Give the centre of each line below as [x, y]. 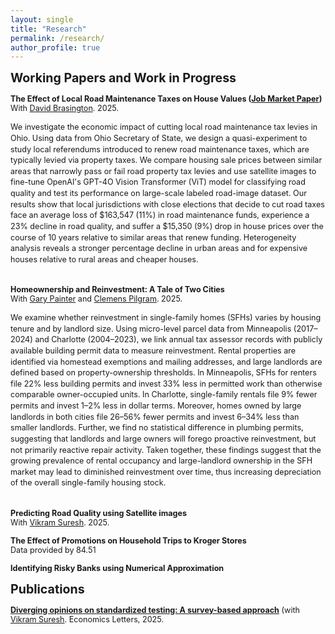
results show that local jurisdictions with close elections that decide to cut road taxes [167, 204]
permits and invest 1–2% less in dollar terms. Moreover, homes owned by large [156, 406]
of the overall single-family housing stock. [88, 482]
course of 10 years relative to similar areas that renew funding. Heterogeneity [153, 237]
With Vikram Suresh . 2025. [60, 522]
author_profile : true [55, 47]
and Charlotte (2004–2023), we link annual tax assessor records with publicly [178, 339]
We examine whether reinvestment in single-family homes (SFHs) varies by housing [166, 317]
